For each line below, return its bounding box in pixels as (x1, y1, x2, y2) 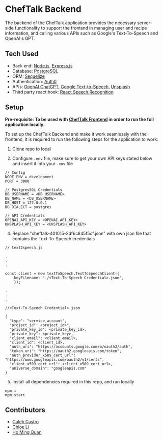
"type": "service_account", (9, 318, 67, 323)
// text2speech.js (5, 245, 43, 250)
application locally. (5, 122, 45, 127)
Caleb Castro (12, 419, 39, 425)
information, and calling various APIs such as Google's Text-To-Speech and (5, 30, 158, 36)
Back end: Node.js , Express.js (12, 63, 73, 68)
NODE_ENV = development (5, 174, 54, 179)
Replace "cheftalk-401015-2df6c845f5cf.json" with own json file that (12, 230, 151, 236)
